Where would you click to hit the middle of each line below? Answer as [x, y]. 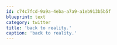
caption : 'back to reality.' [42, 33]
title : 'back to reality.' [39, 28]
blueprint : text [26, 17]
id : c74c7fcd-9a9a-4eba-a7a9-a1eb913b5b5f [58, 11]
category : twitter [28, 22]
